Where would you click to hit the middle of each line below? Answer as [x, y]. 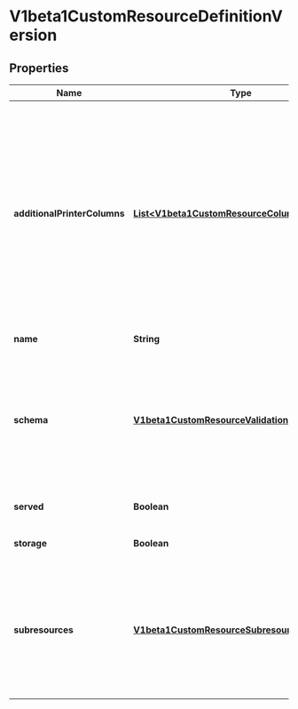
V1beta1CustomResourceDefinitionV [146, 16]
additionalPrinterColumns [69, 213]
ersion [33, 35]
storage [30, 543]
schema [31, 420]
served [29, 506]
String [146, 339]
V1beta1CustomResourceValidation [211, 420]
